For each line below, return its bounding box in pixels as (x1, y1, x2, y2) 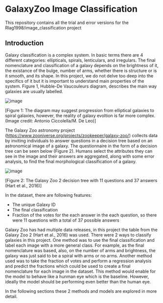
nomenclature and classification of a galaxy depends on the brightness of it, (5, 62, 159, 68)
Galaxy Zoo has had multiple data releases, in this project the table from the (5, 227, 158, 233)
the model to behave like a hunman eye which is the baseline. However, (5, 273, 149, 280)
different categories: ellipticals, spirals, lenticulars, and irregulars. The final (5, 57, 156, 63)
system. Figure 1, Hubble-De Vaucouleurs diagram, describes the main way (5, 83, 157, 89)
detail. (5, 293, 18, 299)
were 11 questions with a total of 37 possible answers (12, 217, 119, 223)
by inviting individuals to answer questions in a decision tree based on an (5, 138, 153, 143)
